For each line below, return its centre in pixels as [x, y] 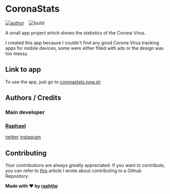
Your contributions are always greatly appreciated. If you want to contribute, [85, 165]
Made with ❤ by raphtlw [32, 186]
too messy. [17, 53]
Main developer [25, 113]
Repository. [17, 176]
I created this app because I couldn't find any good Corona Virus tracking [82, 43]
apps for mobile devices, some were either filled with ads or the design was [84, 48]
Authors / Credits [33, 98]
